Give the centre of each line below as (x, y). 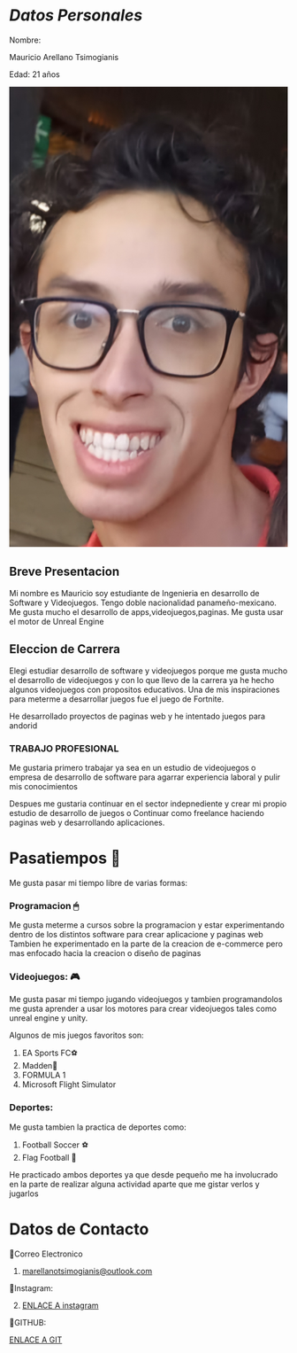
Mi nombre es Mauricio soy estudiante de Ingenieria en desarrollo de (134, 593)
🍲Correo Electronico (46, 1254)
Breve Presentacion (65, 572)
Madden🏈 (40, 1066)
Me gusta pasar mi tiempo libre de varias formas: (99, 883)
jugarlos (24, 1194)
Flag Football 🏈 (49, 1157)
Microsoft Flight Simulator (69, 1085)
